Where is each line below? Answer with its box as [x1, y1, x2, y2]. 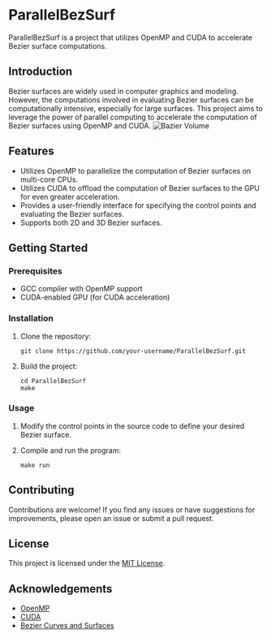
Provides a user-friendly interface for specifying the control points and [19, 200, 257, 210]
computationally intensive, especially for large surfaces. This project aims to [8, 103, 264, 113]
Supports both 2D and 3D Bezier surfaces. [19, 218, 162, 227]
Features [8, 144, 54, 158]
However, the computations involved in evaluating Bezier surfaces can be [8, 95, 254, 105]
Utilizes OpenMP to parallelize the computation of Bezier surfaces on [19, 166, 252, 175]
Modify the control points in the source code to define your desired [19, 420, 245, 431]
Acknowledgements [8, 582, 113, 596]
